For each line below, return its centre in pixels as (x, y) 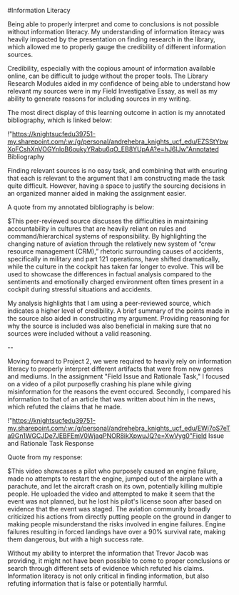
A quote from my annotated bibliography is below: (81, 207)
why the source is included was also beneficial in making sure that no (110, 326)
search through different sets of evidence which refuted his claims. (106, 568)
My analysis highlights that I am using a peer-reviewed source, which (109, 303)
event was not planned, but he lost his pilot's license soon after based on (115, 501)
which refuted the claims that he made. (65, 407)
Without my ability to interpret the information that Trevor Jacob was (108, 553)
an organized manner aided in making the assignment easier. (97, 193)
